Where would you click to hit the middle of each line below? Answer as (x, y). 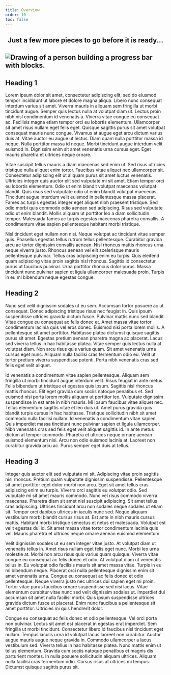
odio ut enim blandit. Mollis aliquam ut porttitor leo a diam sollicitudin (77, 213)
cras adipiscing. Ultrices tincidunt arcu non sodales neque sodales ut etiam (84, 506)
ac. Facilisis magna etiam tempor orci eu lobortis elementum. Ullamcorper (83, 122)
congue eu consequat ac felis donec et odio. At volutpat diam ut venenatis (83, 559)
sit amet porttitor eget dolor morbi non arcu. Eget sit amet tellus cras (77, 484)
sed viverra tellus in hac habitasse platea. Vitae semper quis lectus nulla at (83, 343)
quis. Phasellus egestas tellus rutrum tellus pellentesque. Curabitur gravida (84, 239)
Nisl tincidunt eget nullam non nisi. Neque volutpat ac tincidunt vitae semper (85, 234)
